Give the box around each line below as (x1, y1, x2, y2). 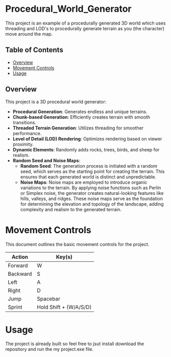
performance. (12, 130, 42, 136)
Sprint (8, 303, 22, 310)
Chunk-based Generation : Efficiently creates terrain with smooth (12, 114, 151, 120)
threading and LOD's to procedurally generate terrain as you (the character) (5, 25, 165, 31)
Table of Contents (5, 46, 64, 54)
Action (12, 253, 28, 260)
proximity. (12, 141, 34, 147)
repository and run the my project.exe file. (5, 346, 93, 352)
